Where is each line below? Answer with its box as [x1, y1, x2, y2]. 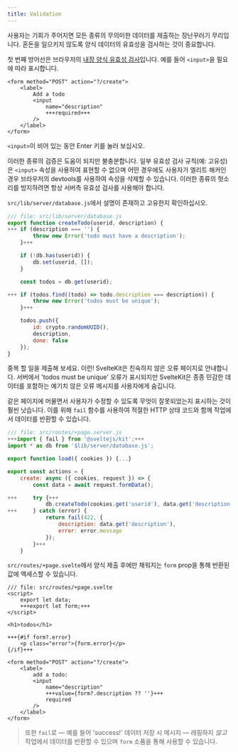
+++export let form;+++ [20, 603, 91, 610]
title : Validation [7, 10, 62, 18]
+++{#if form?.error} [7, 634, 72, 642]
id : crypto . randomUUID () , [33, 324, 110, 331]
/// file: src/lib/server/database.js [7, 212, 122, 220]
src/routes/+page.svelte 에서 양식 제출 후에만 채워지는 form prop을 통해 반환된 [7, 561, 230, 570]
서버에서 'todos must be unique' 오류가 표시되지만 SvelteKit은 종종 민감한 [16, 373, 224, 381]
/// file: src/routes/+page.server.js [7, 429, 122, 436]
